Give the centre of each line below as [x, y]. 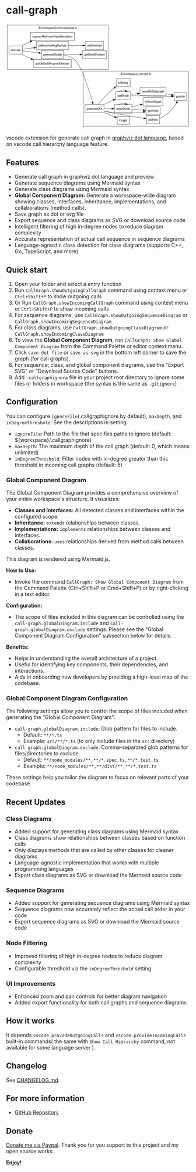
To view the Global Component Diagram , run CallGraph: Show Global [98, 340]
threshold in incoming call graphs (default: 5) [68, 465]
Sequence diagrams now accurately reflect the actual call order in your [100, 909]
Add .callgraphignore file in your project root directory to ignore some [99, 377]
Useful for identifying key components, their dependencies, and [91, 665]
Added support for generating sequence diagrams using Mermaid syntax [102, 903]
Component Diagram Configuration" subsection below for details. [93, 636]
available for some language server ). [51, 1047]
